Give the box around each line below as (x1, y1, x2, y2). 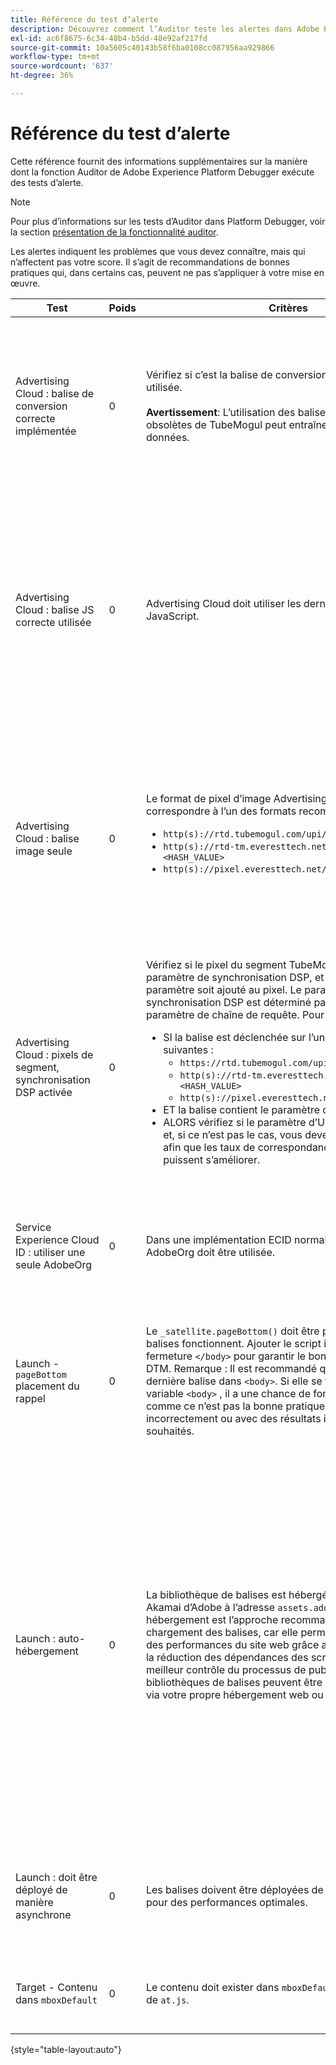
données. (145, 430, 190, 444)
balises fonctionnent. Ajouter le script (145, 1336, 322, 1350)
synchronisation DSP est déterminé (145, 995, 312, 1009)
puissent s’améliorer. (163, 1152, 261, 1166)
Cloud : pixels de (15, 1047, 94, 1061)
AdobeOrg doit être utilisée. (145, 1245, 276, 1259)
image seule (15, 844, 73, 858)
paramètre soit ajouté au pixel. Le (145, 982, 302, 996)
